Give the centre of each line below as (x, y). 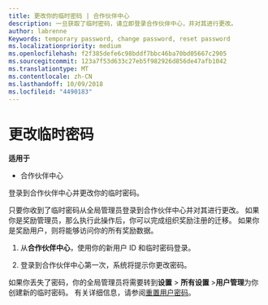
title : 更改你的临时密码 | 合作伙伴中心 (69, 16)
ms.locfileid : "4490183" (50, 91)
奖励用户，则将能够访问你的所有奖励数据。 (86, 231)
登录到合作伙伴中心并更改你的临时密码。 (76, 193)
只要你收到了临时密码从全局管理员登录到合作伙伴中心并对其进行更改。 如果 (134, 210)
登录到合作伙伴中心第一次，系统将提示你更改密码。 (106, 265)
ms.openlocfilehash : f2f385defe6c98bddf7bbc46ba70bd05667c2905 (118, 54)
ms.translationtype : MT (49, 69)
